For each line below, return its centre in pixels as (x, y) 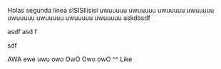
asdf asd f (22, 32)
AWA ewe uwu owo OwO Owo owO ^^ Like (70, 59)
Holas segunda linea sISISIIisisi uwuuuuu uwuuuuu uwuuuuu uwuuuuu (111, 10)
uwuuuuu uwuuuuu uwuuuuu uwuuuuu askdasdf (79, 18)
